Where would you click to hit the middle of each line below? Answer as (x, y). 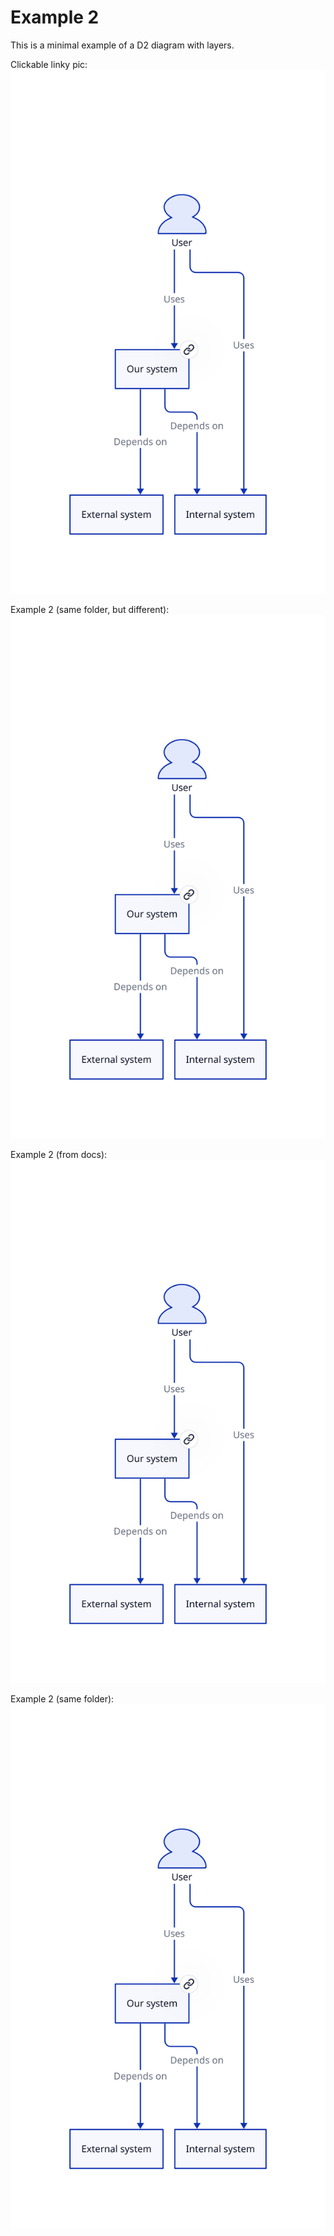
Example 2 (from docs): (59, 1154)
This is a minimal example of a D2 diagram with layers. (122, 45)
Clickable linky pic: (49, 64)
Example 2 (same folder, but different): (90, 609)
